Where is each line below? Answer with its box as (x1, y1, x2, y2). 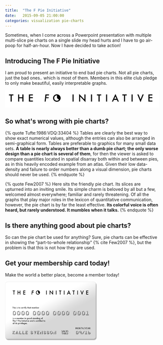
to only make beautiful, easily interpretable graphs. (5, 80, 107, 86)
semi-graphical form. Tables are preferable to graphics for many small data (5, 140, 156, 146)
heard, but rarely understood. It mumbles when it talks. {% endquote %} (5, 207, 154, 213)
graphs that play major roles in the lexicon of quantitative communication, (5, 197, 153, 203)
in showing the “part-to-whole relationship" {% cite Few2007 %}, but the (5, 240, 152, 246)
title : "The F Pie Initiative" (5, 8, 71, 13)
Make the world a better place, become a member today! (5, 272, 120, 277)
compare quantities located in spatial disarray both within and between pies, (5, 156, 159, 162)
